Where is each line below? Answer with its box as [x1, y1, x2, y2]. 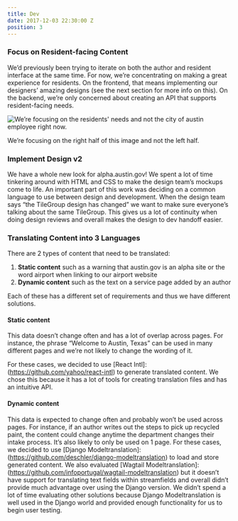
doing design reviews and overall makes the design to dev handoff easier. [7, 215, 223, 224]
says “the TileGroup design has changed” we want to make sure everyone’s [7, 200, 229, 208]
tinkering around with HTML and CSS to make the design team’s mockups [7, 177, 223, 186]
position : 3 [7, 23, 43, 31]
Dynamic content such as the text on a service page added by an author [17, 278, 232, 286]
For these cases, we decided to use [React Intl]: [7, 360, 147, 369]
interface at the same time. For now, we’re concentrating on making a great [7, 70, 227, 79]
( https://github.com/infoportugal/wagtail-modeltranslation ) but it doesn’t [7, 468, 220, 476]
